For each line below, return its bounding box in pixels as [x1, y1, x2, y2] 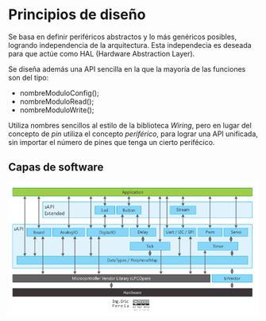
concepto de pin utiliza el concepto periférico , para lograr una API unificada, [8, 129, 258, 139]
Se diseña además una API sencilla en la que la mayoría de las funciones [8, 64, 246, 73]
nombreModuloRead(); [19, 96, 94, 106]
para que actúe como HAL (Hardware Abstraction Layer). [8, 49, 195, 58]
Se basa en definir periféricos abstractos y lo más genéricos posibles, [8, 32, 237, 41]
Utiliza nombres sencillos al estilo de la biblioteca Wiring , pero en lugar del [8, 120, 252, 130]
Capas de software [8, 161, 104, 174]
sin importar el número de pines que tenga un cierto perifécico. [8, 137, 215, 147]
